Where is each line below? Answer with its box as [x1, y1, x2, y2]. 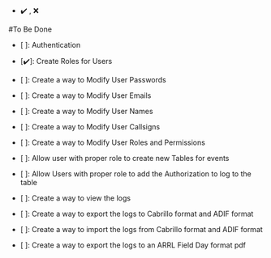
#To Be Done [8, 24, 53, 34]
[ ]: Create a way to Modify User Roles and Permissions [19, 137, 205, 147]
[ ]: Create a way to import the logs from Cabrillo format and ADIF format [19, 225, 264, 234]
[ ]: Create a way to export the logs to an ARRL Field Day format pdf [19, 240, 246, 250]
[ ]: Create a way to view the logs [19, 193, 131, 203]
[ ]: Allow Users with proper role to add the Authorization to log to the [19, 169, 252, 179]
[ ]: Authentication [19, 40, 81, 49]
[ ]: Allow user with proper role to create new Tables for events [19, 154, 230, 163]
